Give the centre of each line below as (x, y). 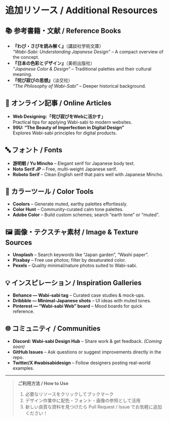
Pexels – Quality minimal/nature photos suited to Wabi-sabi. (75, 266)
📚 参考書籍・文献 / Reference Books (63, 31)
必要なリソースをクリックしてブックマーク (69, 394)
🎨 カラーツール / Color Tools (49, 191)
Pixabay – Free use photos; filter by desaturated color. (69, 260)
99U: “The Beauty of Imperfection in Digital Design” (68, 127)
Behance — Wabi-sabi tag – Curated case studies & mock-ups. (79, 295)
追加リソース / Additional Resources (81, 10)
